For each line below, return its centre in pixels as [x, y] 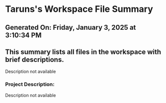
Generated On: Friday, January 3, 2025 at [71, 27]
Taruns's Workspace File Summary [79, 9]
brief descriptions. [35, 60]
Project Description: [30, 84]
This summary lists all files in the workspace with [83, 52]
